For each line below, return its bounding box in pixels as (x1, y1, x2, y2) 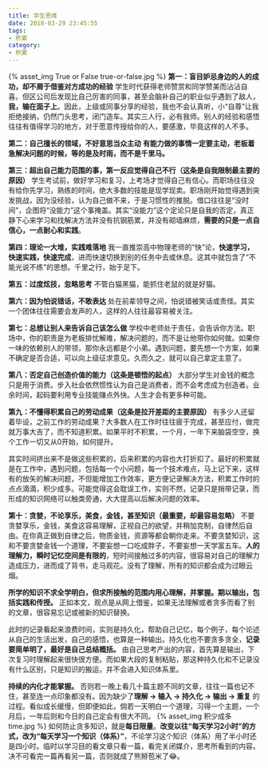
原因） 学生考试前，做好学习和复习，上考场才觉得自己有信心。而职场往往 (8, 176, 248, 184)
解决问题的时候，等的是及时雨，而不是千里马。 (14, 148, 169, 158)
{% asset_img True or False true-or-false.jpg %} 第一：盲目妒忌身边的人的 (8, 72, 253, 81)
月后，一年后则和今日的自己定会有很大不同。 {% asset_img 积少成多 (8, 711, 233, 721)
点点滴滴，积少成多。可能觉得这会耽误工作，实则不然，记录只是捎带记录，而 (8, 484, 260, 493)
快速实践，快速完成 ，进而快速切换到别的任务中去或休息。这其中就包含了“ (8, 252, 250, 262)
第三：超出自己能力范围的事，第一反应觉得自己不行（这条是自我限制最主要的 (8, 165, 260, 175)
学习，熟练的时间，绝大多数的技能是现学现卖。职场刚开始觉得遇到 (35, 185, 253, 195)
